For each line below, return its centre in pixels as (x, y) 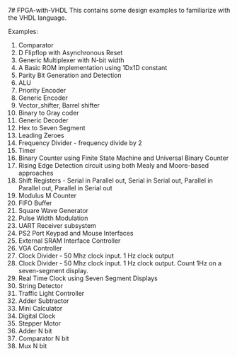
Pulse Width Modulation (53, 218)
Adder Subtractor (44, 301)
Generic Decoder (44, 120)
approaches (36, 173)
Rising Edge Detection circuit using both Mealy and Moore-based (114, 165)
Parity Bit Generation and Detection (70, 75)
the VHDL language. (37, 18)
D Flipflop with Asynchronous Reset (70, 53)
